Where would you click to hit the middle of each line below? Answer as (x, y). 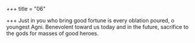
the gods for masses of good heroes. (52, 33)
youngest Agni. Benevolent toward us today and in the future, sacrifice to (97, 27)
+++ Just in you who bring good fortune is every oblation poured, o (90, 20)
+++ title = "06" (26, 9)
